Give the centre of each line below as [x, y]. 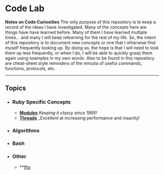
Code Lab [25, 9]
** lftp [25, 167]
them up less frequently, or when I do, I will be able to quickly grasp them [79, 53]
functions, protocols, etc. [30, 68]
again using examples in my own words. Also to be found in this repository [80, 58]
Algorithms [26, 130]
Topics [16, 88]
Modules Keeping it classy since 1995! [58, 113]
